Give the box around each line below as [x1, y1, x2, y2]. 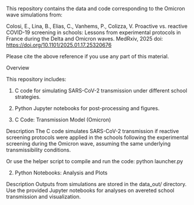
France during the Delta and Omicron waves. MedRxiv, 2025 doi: [6, 35, 163, 42]
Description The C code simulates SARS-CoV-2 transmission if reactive [6, 128, 179, 134]
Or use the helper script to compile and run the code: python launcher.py [6, 158, 183, 164]
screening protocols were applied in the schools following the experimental [6, 134, 189, 141]
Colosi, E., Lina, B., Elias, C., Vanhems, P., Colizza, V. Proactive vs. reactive [6, 23, 188, 29]
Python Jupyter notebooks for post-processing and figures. [14, 105, 160, 111]
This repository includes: [6, 76, 67, 82]
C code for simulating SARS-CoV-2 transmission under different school [14, 87, 188, 94]
